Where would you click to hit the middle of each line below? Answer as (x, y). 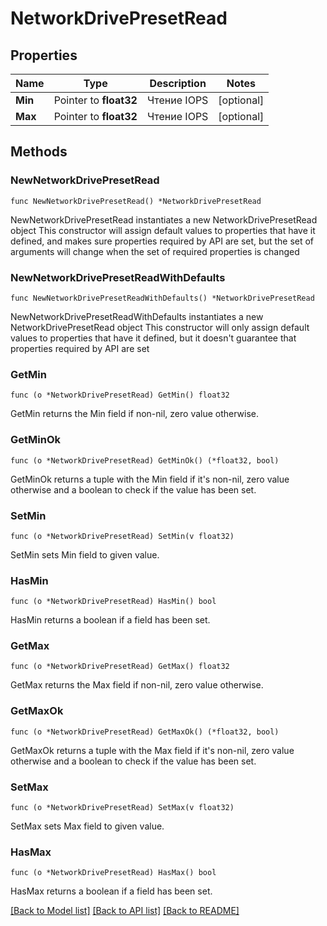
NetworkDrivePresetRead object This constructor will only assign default (160, 327)
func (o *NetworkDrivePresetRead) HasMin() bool (113, 602)
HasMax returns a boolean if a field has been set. (111, 891)
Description (178, 83)
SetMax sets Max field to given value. (87, 826)
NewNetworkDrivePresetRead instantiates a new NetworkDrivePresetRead (164, 219)
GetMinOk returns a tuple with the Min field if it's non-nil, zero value (150, 479)
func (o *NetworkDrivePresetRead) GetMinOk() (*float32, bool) (145, 460)
